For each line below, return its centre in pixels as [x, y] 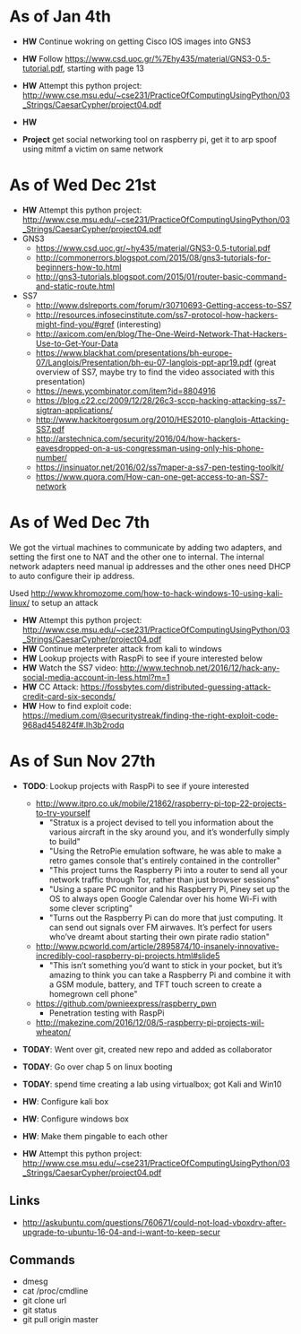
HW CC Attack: [50, 687]
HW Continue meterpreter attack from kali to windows [122, 648]
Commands [43, 1260]
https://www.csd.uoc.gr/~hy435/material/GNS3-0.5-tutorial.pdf [153, 247]
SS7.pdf [50, 429]
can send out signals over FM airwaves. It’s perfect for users [161, 927]
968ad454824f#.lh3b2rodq [73, 724]
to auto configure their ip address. [72, 576]
